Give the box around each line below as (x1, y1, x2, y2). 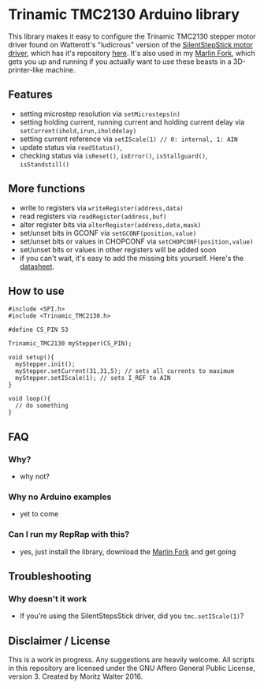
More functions (8, 182, 85, 196)
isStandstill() (19, 160, 70, 169)
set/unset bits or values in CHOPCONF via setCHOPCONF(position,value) (19, 236, 254, 246)
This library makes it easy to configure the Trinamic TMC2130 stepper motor (8, 32, 256, 41)
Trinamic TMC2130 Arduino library (8, 6, 240, 24)
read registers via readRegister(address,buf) (19, 211, 167, 221)
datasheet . (19, 262, 55, 271)
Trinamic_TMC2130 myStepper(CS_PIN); (8, 340, 132, 348)
